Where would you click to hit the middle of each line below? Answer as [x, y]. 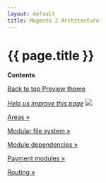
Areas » [19, 117]
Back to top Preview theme [47, 89]
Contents [21, 75]
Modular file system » [39, 131]
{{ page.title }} [51, 56]
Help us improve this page [46, 104]
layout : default [31, 14]
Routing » [21, 172]
